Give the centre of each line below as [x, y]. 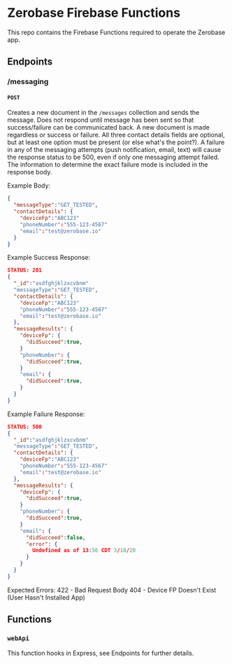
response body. [30, 172]
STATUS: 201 [24, 270]
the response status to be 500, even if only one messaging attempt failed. [114, 157]
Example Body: [29, 186]
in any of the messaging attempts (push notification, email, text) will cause [114, 150]
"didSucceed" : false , [56, 537]
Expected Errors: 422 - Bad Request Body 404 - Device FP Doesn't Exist [112, 590]
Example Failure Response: [46, 414]
